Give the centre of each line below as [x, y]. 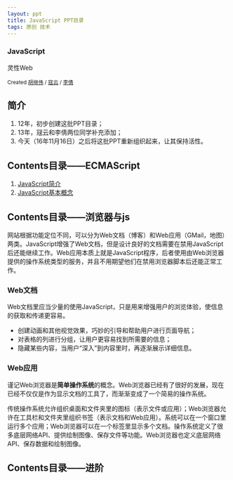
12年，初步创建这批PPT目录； [60, 124]
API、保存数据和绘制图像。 [46, 443]
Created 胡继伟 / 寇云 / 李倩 [40, 82]
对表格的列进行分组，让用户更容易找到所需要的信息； [94, 339]
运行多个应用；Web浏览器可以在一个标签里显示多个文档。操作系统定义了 [112, 426]
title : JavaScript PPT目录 [46, 20]
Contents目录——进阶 [55, 468]
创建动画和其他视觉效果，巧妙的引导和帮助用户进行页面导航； [107, 330]
